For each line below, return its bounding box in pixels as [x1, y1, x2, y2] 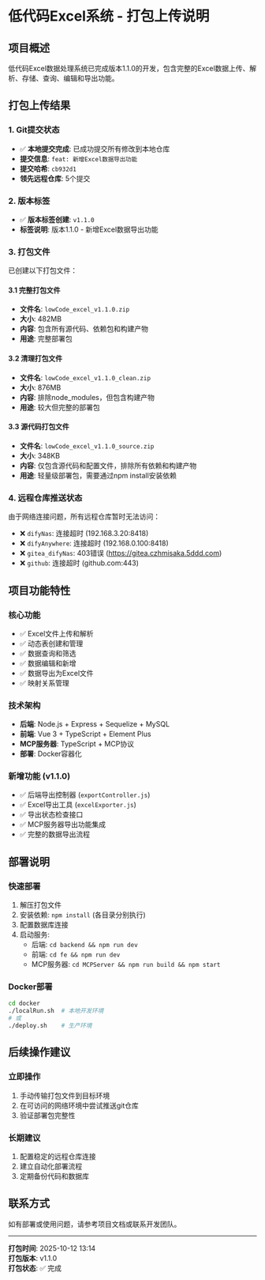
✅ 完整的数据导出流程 [19, 829, 91, 839]
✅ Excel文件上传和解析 [19, 629, 94, 638]
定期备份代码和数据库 [19, 1171, 89, 1180]
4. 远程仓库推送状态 [8, 492, 83, 503]
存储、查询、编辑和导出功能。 [21, 74, 119, 83]
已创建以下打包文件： [8, 266, 77, 275]
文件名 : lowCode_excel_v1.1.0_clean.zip [19, 372, 151, 382]
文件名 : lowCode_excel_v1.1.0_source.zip [19, 440, 155, 451]
